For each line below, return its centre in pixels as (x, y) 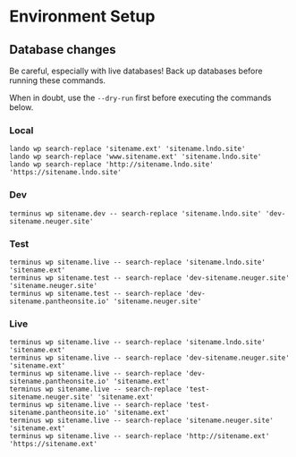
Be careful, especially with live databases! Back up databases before (136, 71)
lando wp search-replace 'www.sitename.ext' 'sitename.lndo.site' (135, 157)
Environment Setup (82, 17)
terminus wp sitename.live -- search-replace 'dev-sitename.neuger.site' (150, 358)
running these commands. (57, 80)
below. (21, 107)
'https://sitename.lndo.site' (66, 173)
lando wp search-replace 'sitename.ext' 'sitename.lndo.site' (127, 149)
